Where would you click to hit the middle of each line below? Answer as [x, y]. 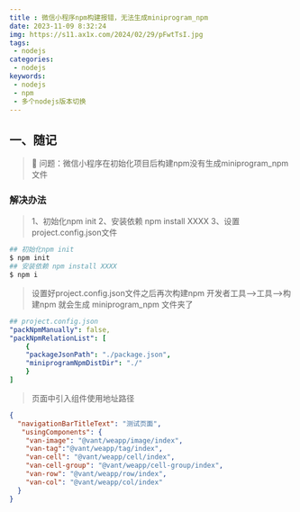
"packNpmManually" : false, [60, 329]
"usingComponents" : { [62, 432]
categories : [32, 59]
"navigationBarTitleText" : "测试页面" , [90, 424]
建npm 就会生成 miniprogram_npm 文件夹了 [112, 304]
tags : [19, 43]
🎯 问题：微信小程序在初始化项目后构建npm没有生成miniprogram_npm [160, 164]
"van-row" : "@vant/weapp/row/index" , [96, 474]
